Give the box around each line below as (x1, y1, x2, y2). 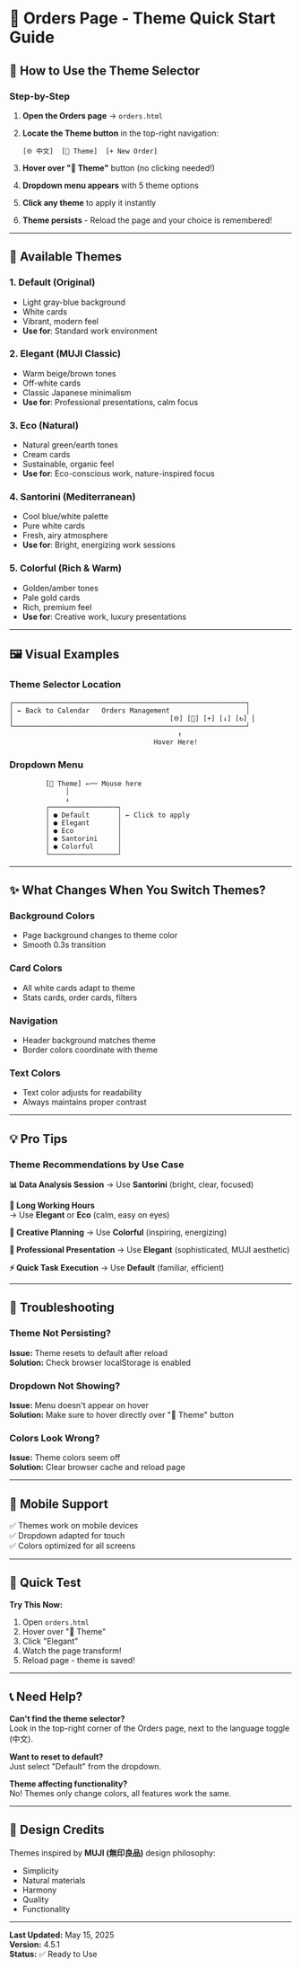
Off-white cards (21, 377, 82, 388)
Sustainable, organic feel (21, 458, 115, 470)
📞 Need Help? (9, 1689, 83, 1705)
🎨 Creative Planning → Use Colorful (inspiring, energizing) (9, 1227, 228, 1237)
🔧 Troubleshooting (9, 1300, 115, 1316)
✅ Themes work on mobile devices (9, 1520, 139, 1531)
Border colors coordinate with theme (21, 1044, 159, 1055)
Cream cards (21, 449, 71, 460)
